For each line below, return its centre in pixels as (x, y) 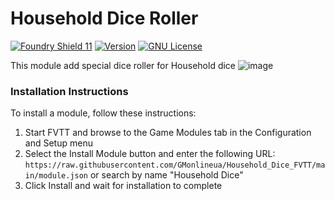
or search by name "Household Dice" (166, 175)
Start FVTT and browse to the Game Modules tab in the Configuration (168, 133)
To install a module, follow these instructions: (103, 113)
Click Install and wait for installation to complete (123, 186)
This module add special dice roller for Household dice (123, 65)
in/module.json (56, 176)
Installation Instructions (69, 91)
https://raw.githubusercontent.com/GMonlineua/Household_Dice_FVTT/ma (175, 165)
